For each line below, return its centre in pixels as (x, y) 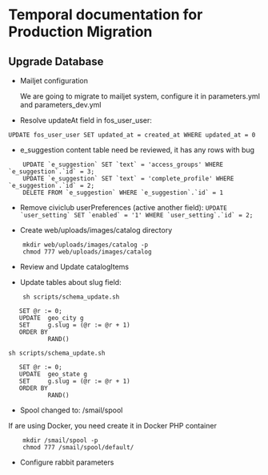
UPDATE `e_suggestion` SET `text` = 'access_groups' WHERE (123, 164)
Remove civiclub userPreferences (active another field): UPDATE (124, 207)
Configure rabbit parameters (67, 462)
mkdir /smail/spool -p (60, 440)
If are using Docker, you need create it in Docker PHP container (113, 426)
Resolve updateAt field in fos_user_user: (86, 120)
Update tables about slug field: (70, 282)
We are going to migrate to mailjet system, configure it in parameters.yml (140, 96)
